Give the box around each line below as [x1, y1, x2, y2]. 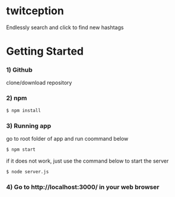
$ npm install [6, 107, 42, 113]
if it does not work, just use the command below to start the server [6, 157, 169, 164]
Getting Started [6, 45, 84, 58]
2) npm [6, 94, 27, 102]
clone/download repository [6, 79, 72, 87]
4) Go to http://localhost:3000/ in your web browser [6, 183, 160, 191]
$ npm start [6, 147, 36, 152]
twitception [6, 4, 64, 18]
